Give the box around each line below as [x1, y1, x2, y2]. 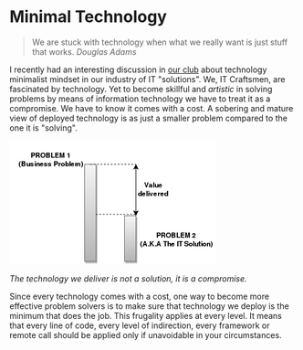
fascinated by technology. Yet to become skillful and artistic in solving [9, 83, 273, 94]
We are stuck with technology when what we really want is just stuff [31, 37, 288, 48]
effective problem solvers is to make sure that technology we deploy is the [9, 300, 289, 312]
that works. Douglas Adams [31, 46, 137, 57]
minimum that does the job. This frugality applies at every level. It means [9, 310, 283, 321]
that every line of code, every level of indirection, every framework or [9, 320, 270, 331]
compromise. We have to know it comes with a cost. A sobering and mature [9, 102, 294, 113]
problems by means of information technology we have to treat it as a [9, 93, 271, 104]
